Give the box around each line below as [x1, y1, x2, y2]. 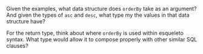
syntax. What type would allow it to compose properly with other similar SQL [6, 36, 198, 43]
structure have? [6, 18, 45, 25]
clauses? [6, 42, 28, 49]
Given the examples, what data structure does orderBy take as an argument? [6, 5, 197, 12]
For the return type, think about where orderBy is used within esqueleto [6, 29, 184, 37]
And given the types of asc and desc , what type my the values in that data [6, 11, 190, 19]
